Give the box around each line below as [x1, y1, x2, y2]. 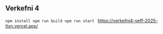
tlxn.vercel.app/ [5, 23, 38, 29]
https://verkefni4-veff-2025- [97, 17, 158, 23]
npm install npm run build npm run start [5, 18, 95, 23]
